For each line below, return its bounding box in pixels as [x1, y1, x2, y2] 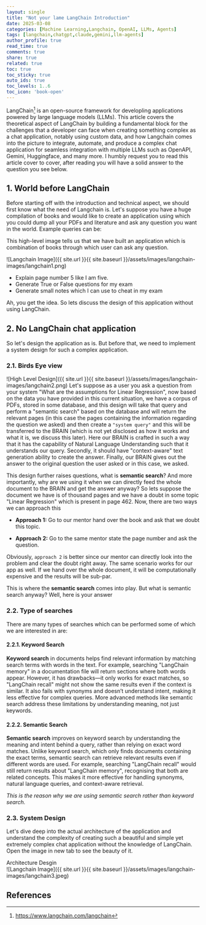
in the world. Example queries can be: [6, 225, 102, 233]
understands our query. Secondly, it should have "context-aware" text [6, 447, 183, 455]
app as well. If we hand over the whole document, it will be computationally [6, 566, 196, 574]
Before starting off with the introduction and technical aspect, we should [6, 199, 189, 207]
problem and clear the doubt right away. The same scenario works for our [6, 559, 193, 567]
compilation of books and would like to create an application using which [6, 212, 191, 220]
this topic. [15, 523, 41, 531]
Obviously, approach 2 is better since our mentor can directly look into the [6, 553, 193, 561]
